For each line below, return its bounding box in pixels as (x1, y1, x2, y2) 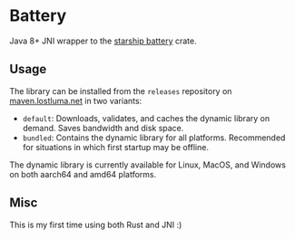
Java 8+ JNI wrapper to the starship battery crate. (9, 35, 197, 46)
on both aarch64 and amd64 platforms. (9, 168, 157, 179)
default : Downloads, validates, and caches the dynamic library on (22, 112, 270, 123)
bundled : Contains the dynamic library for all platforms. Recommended (22, 132, 286, 143)
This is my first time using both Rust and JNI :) (9, 219, 182, 230)
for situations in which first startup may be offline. (22, 141, 209, 152)
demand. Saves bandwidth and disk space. (22, 122, 184, 133)
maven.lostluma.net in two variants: (9, 95, 143, 106)
